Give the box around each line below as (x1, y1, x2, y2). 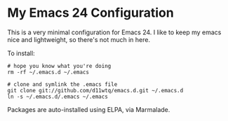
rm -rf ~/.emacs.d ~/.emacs (7, 69, 90, 76)
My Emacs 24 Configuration (7, 5, 174, 21)
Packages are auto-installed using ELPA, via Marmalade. (7, 105, 170, 113)
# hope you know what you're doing (7, 62, 112, 69)
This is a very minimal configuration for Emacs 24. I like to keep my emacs (7, 28, 222, 36)
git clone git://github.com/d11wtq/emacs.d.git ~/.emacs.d (7, 87, 184, 94)
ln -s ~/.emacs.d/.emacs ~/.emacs (7, 93, 109, 100)
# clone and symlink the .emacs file (7, 80, 118, 88)
